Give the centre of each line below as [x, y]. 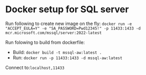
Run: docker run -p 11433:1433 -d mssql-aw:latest [68, 58]
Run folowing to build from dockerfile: [45, 42]
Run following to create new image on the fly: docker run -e [69, 23]
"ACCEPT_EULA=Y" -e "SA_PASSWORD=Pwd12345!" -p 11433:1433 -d [73, 28]
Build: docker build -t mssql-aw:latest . [57, 52]
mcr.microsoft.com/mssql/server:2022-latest [54, 33]
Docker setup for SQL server [67, 9]
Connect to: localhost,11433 [35, 67]
